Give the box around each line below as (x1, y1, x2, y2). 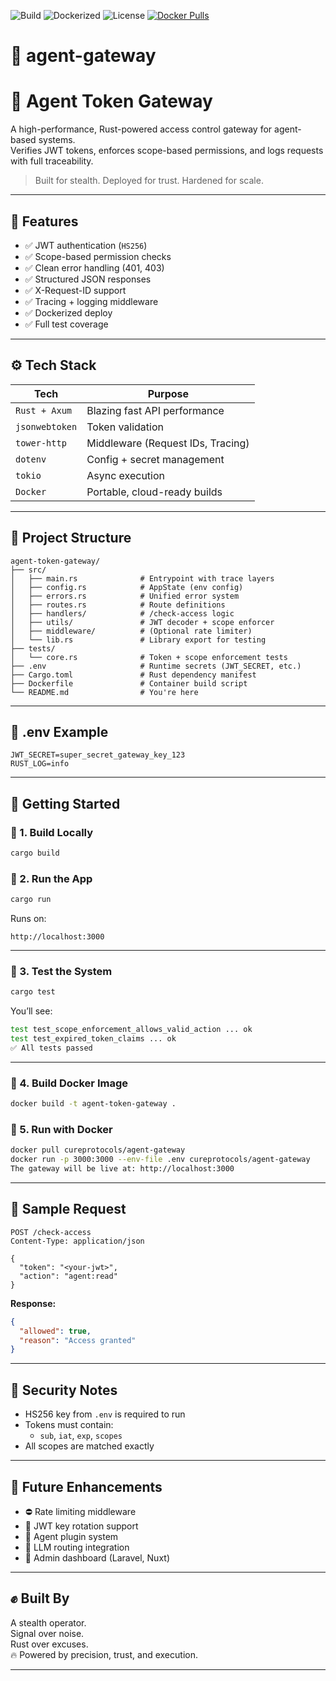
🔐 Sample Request (10, 1201, 127, 1218)
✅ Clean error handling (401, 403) (24, 261, 165, 274)
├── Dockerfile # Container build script (10, 678, 248, 689)
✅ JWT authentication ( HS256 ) (24, 239, 148, 251)
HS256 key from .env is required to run (24, 1408, 186, 1420)
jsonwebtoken (15, 421, 78, 432)
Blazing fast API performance (86, 403, 225, 417)
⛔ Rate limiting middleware (24, 1505, 137, 1517)
